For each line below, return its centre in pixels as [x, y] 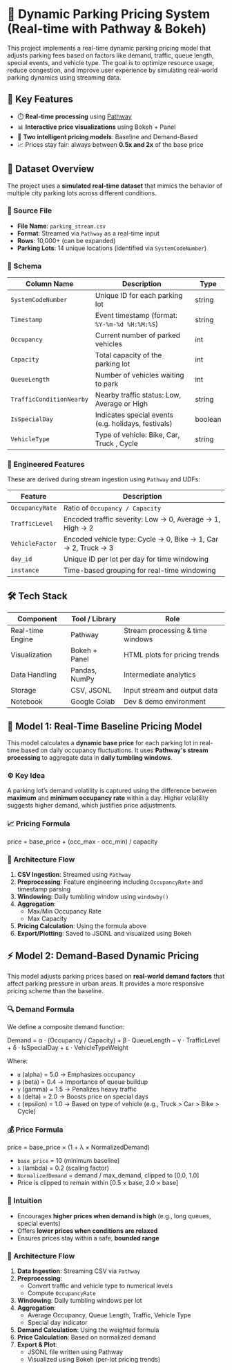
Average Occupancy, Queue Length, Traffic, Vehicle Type [109, 1315]
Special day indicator [57, 1322]
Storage [23, 691]
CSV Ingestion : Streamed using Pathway [74, 874]
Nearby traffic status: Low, [138, 395]
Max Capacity [47, 918]
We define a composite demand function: [66, 1027]
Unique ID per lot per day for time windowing [136, 559]
